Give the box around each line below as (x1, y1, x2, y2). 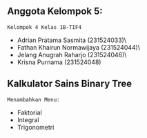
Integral (17, 115, 39, 124)
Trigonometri (17, 123, 55, 131)
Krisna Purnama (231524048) (17, 58, 101, 66)
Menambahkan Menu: (7, 96, 60, 103)
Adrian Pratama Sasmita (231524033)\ (17, 36, 126, 44)
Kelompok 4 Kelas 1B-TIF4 (7, 23, 81, 30)
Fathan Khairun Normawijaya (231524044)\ (17, 43, 140, 51)
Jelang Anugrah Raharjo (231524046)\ (17, 50, 127, 59)
